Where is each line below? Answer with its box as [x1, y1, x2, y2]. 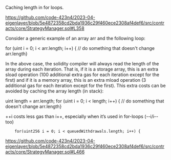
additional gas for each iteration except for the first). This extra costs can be [5, 82, 166, 88]
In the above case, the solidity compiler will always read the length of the [5, 61, 159, 66]
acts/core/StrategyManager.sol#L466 [5, 149, 85, 155]
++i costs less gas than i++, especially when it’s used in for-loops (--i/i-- [5, 113, 159, 119]
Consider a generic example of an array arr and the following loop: [5, 35, 146, 41]
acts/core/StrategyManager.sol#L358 [5, 25, 84, 31]
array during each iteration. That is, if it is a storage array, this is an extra [5, 66, 159, 72]
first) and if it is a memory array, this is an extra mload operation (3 [5, 77, 146, 83]
